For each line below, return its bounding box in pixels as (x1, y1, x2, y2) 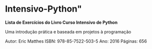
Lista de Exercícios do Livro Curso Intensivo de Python (5, 19, 118, 25)
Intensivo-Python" (5, 3, 82, 15)
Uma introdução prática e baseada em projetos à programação (5, 29, 132, 34)
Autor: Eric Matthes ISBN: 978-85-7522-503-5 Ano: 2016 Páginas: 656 (5, 38, 147, 44)
